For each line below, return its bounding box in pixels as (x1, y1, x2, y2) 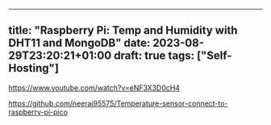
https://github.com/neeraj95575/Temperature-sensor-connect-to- (8, 98, 228, 108)
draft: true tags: (114, 49, 195, 63)
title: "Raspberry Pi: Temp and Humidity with (8, 23, 238, 37)
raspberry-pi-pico (8, 106, 69, 117)
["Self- (196, 49, 232, 63)
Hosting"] (8, 61, 59, 75)
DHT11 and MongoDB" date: (8, 36, 151, 50)
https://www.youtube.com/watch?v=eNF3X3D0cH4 (8, 82, 180, 93)
